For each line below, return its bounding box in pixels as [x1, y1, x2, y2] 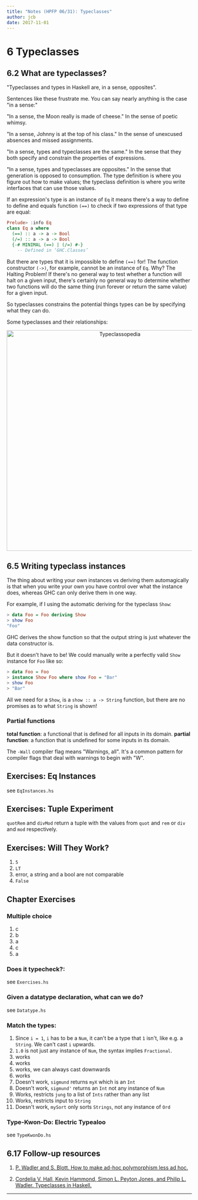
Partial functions [6, 717, 55, 725]
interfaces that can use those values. [6, 185, 96, 192]
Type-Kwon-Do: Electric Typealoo [6, 1118, 106, 1126]
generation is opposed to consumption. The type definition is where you [6, 172, 182, 179]
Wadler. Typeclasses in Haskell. [15, 1181, 92, 1189]
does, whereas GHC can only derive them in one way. [6, 589, 137, 596]
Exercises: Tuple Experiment [6, 804, 114, 814]
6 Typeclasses [6, 45, 79, 58]
